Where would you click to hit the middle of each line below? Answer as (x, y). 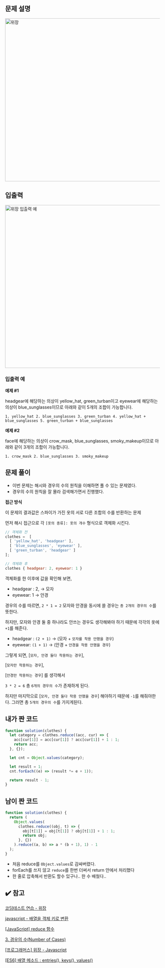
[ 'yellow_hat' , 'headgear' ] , (41, 541)
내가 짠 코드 (22, 719)
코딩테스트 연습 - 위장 (26, 908)
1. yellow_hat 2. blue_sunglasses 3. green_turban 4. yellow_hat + (76, 416)
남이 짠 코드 (22, 801)
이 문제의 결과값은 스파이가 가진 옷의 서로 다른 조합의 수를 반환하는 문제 (73, 512)
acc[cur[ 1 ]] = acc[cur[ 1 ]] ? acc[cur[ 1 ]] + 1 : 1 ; (67, 740)
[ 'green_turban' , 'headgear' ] (43, 551)
